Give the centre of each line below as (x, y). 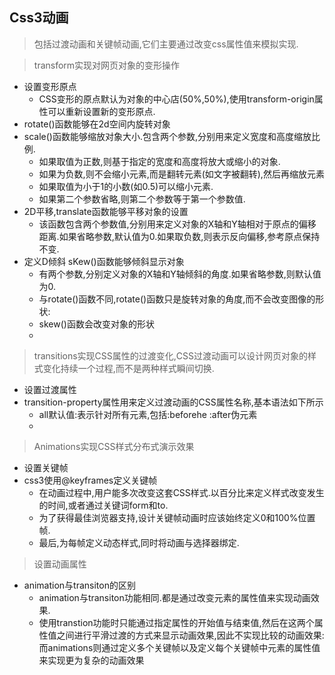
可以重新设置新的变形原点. (101, 111)
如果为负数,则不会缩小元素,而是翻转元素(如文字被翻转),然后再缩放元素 (181, 174)
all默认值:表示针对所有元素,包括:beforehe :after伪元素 (148, 414)
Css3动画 (39, 18)
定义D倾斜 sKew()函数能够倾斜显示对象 (104, 261)
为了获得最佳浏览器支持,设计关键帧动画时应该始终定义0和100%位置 (177, 517)
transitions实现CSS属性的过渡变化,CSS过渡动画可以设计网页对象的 (171, 355)
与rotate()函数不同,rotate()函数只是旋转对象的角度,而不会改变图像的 (177, 299)
